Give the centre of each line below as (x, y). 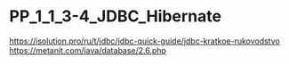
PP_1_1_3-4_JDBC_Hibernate (116, 16)
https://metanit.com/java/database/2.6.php (88, 50)
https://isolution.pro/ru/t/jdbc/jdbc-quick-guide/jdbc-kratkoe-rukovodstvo (144, 41)
